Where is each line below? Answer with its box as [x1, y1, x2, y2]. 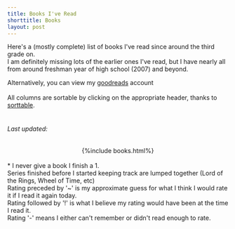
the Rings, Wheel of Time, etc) [7, 176, 95, 185]
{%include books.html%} [81, 146, 154, 155]
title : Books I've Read [7, 10, 77, 18]
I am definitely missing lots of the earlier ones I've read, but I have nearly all [7, 58, 226, 66]
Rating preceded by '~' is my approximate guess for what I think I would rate [7, 183, 228, 192]
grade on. [7, 50, 36, 58]
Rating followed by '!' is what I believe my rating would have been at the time [7, 198, 229, 207]
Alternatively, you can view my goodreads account [7, 79, 154, 87]
